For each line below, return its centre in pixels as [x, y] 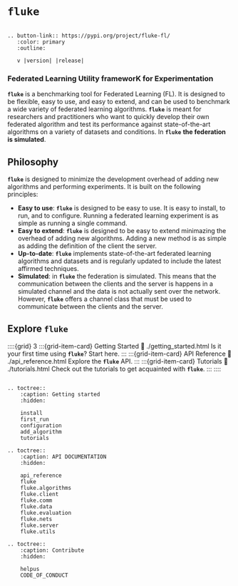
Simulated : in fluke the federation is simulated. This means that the [117, 277]
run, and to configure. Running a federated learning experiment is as [118, 216]
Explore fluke [38, 329]
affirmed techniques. [48, 269]
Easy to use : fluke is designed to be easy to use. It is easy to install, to [121, 208]
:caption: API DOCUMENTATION [63, 457]
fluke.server [40, 525]
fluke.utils [38, 531]
